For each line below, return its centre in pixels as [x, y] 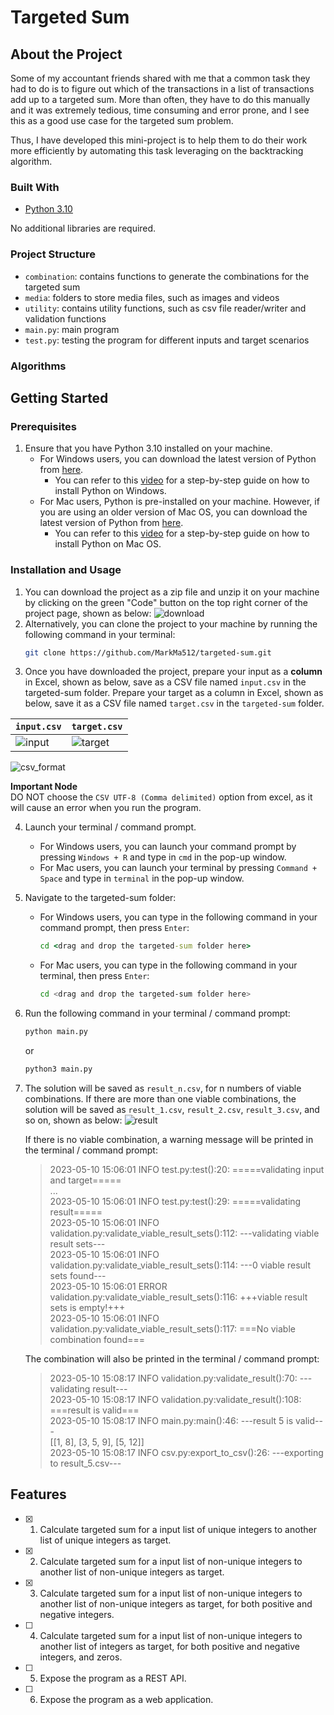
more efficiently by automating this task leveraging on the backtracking [157, 150]
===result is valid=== [94, 1410]
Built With [35, 187]
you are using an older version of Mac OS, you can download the [173, 512]
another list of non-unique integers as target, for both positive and [176, 1603]
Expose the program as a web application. [126, 1699]
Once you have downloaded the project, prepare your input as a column [173, 672]
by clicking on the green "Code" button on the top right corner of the [166, 602]
